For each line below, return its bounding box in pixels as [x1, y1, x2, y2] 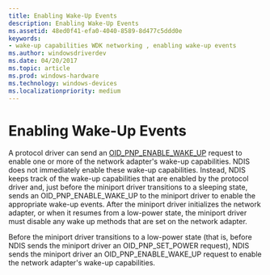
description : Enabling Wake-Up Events [8, 19, 139, 27]
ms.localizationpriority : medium [8, 86, 121, 95]
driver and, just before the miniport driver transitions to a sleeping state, [8, 182, 248, 192]
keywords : [8, 34, 42, 43]
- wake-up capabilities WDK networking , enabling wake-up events [8, 42, 237, 50]
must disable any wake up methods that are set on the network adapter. [8, 217, 248, 227]
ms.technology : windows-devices [8, 79, 117, 87]
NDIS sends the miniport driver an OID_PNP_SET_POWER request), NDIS [8, 241, 250, 251]
